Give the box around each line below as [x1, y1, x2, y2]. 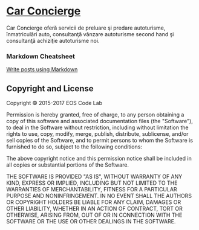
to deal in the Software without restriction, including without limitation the [6, 124, 189, 131]
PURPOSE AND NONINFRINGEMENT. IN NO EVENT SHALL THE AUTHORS [6, 192, 192, 200]
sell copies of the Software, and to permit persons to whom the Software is [6, 137, 194, 144]
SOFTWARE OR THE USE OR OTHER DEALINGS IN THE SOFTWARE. [6, 218, 176, 225]
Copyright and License [6, 83, 94, 94]
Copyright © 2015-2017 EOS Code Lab [6, 100, 103, 107]
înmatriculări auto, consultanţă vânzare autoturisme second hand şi [6, 30, 174, 37]
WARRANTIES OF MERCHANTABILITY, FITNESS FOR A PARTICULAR [6, 186, 177, 193]
